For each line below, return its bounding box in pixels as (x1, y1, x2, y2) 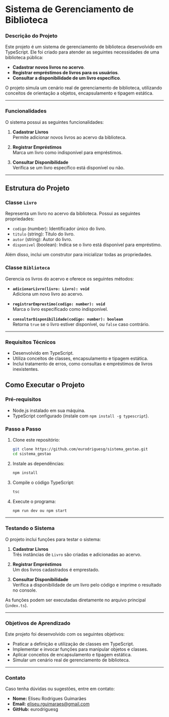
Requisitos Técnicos (5, 339, 56, 346)
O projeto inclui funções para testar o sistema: (5, 536, 101, 542)
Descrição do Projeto (5, 32, 58, 39)
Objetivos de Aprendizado (5, 619, 70, 627)
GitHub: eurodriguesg (12, 706, 59, 712)
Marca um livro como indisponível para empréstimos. (12, 149, 123, 155)
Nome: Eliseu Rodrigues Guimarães (12, 696, 87, 702)
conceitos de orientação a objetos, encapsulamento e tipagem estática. (5, 90, 154, 97)
